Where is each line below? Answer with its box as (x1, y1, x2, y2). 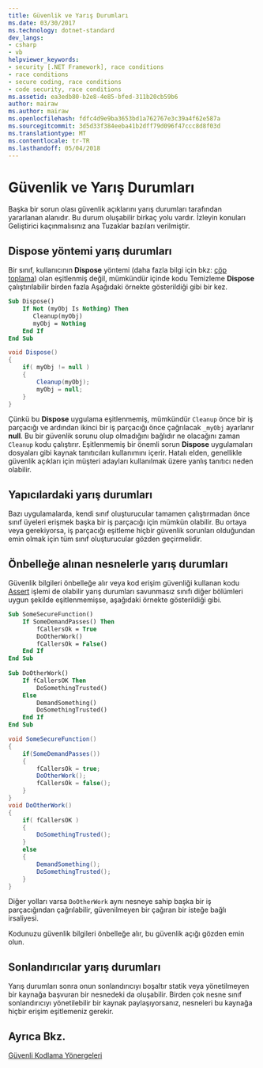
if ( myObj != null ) (22, 364, 90, 372)
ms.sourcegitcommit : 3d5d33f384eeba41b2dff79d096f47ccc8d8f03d (8, 122, 221, 130)
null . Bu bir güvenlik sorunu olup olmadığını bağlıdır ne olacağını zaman (8, 431, 241, 441)
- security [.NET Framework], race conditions (8, 63, 164, 71)
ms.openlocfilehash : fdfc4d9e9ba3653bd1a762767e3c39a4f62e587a (8, 115, 221, 123)
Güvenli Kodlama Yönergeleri (8, 1051, 103, 1060)
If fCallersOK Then (22, 677, 87, 685)
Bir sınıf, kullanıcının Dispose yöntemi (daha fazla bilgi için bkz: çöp (8, 265, 227, 275)
